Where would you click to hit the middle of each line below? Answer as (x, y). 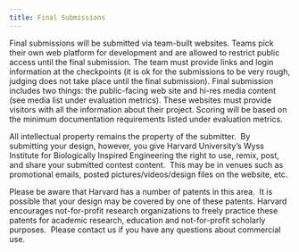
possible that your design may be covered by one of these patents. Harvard (148, 201)
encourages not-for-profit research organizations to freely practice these (144, 210)
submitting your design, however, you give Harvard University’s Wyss (137, 146)
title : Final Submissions (57, 17)
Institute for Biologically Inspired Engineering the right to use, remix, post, (144, 155)
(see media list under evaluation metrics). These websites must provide (141, 100)
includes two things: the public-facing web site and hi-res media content (143, 90)
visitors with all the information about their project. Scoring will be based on (148, 109)
